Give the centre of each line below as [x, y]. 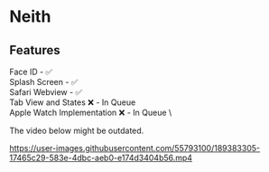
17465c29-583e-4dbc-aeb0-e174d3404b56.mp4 [101, 158]
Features [35, 50]
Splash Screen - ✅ [44, 82]
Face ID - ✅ [31, 72]
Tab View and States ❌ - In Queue [73, 102]
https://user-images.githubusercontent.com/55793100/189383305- [134, 148]
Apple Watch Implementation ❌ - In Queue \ [91, 112]
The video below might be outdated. [77, 130]
